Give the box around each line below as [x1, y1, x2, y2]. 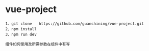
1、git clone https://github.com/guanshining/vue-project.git [5, 21, 144, 26]
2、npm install [5, 26, 37, 31]
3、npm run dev [5, 32, 37, 37]
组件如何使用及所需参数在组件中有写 [5, 41, 70, 46]
